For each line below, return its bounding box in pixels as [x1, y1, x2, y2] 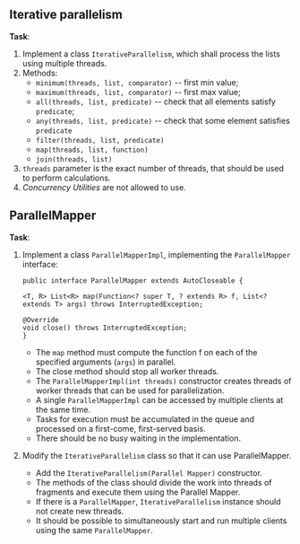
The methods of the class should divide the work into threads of [35, 477, 272, 487]
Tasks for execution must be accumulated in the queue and [35, 413, 255, 425]
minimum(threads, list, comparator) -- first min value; [35, 76, 239, 88]
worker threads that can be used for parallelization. [35, 385, 225, 396]
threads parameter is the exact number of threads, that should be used [21, 162, 285, 173]
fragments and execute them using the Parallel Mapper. [35, 487, 241, 497]
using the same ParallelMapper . [35, 524, 154, 535]
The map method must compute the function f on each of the [35, 347, 258, 357]
